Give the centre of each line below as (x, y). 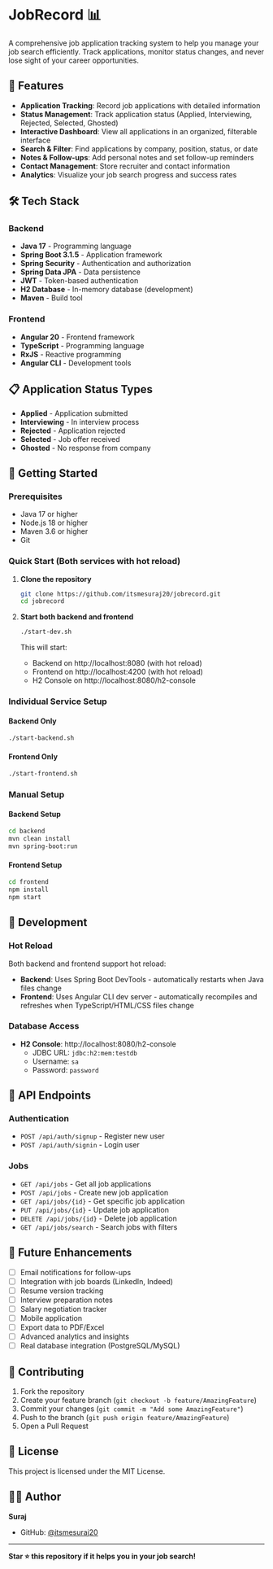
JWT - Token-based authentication (79, 281)
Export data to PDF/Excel (62, 1327)
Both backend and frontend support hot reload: (87, 964)
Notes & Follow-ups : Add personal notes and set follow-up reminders (137, 157)
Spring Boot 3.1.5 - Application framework (91, 255)
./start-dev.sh (46, 632)
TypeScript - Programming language (82, 345)
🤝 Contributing (46, 1372)
